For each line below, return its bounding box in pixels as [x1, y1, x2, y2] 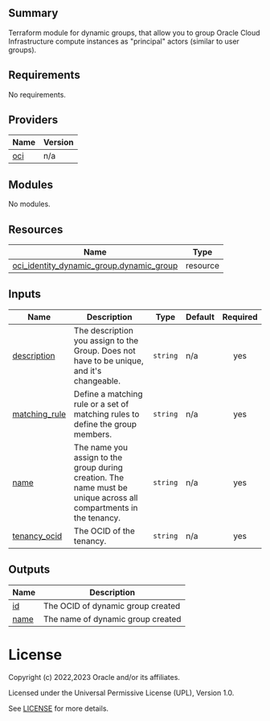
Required [222, 311, 258, 322]
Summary [8, 6, 59, 20]
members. [73, 429, 112, 440]
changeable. [73, 375, 121, 386]
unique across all [73, 491, 138, 503]
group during [73, 462, 123, 473]
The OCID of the [73, 525, 135, 537]
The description [73, 325, 134, 336]
